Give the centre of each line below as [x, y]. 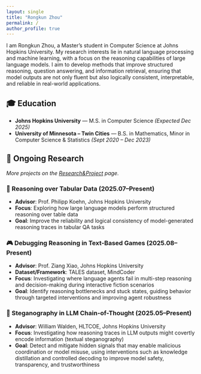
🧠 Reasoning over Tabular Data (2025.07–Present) [80, 188]
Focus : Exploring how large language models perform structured [95, 208]
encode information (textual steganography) [69, 339]
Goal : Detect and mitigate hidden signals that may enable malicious [98, 345]
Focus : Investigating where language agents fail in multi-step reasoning [103, 279]
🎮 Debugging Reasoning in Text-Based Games [76, 243]
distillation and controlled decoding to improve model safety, [89, 358]
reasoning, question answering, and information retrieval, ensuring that [94, 71]
